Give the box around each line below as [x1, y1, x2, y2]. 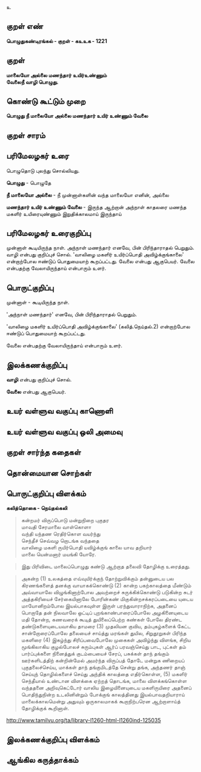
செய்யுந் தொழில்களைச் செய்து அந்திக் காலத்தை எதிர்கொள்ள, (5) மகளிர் [21, 671, 188, 678]
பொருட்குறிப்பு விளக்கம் [6, 489, 87, 499]
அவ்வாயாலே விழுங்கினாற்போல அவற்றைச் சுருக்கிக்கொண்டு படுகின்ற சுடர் [21, 589, 193, 596]
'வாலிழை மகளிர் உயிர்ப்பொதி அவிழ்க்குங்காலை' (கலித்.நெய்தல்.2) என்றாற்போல [6, 323, 191, 331]
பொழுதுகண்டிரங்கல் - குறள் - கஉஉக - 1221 [6, 37, 107, 44]
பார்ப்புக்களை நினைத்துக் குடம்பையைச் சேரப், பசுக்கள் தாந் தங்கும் [21, 650, 170, 657]
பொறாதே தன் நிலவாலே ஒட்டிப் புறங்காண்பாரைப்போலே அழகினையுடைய [21, 609, 188, 616]
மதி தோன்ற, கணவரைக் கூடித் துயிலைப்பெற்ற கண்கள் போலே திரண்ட [21, 616, 182, 623]
